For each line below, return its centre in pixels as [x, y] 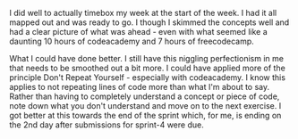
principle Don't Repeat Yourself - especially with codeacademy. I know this [148, 78]
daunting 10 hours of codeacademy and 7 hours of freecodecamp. [132, 41]
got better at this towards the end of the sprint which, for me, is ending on [145, 115]
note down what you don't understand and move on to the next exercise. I [145, 106]
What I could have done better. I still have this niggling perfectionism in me [147, 58]
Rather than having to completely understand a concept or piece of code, [145, 96]
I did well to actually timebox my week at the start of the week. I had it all [143, 13]
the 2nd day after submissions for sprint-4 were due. [106, 125]
